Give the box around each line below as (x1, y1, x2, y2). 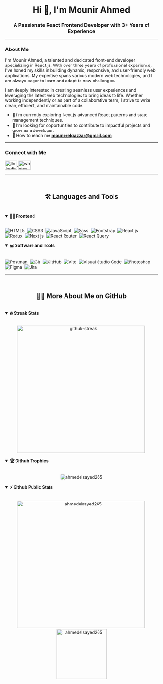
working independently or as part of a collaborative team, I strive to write (5, 97, 151, 103)
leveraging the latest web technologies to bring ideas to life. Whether (5, 92, 143, 98)
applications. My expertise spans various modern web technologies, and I (5, 72, 153, 78)
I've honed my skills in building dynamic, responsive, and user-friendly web (5, 67, 156, 73)
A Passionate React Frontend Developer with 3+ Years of (13, 22, 150, 29)
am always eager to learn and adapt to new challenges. (5, 78, 115, 83)
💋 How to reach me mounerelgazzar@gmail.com (12, 132, 112, 138)
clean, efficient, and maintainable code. (5, 102, 84, 108)
